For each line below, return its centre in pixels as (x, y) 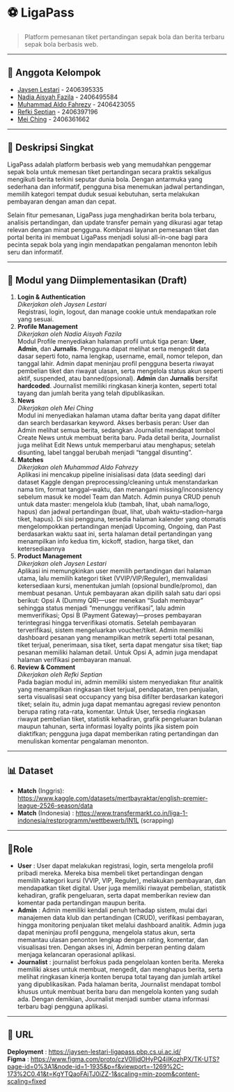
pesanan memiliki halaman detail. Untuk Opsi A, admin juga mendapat (117, 652)
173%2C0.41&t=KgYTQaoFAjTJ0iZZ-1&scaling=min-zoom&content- (103, 1074)
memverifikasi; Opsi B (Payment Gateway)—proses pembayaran (109, 615)
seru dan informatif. (36, 252)
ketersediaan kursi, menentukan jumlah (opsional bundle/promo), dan (117, 586)
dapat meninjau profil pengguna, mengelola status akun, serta (106, 932)
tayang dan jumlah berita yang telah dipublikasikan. (91, 393)
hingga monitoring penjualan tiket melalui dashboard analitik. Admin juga (122, 925)
